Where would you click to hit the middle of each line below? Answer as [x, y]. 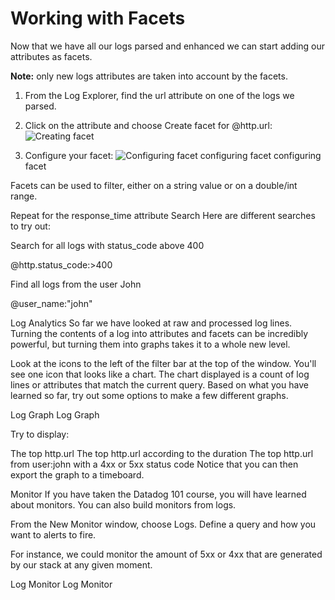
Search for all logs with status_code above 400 [107, 245]
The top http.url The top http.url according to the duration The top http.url [162, 453]
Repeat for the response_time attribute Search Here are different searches [163, 215]
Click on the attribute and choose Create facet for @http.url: [148, 125]
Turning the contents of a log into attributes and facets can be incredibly [159, 333]
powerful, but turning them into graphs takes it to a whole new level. [150, 344]
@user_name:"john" [51, 303]
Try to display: [40, 434]
